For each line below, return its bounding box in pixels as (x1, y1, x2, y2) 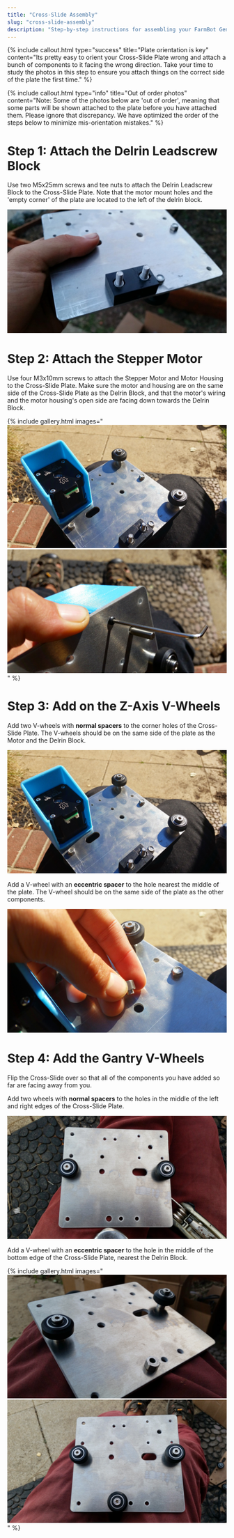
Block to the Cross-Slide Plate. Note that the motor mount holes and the (7, 188, 213, 196)
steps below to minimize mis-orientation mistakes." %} (7, 118, 164, 127)
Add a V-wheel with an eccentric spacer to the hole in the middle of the (7, 1246, 214, 1255)
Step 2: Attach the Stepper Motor (7, 351, 203, 366)
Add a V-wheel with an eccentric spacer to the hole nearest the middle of (7, 880, 219, 889)
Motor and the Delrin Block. (7, 736, 86, 745)
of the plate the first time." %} (7, 75, 93, 84)
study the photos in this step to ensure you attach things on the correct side (7, 68, 225, 77)
